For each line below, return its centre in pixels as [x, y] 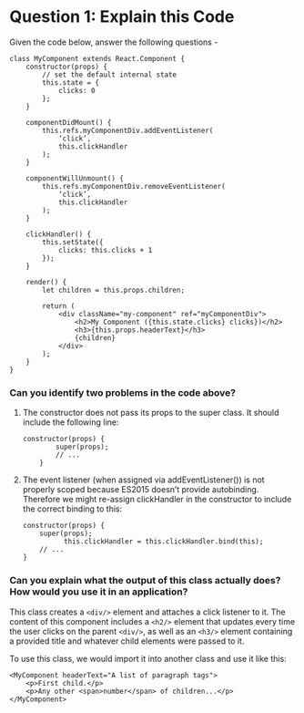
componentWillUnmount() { [75, 178]
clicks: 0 [76, 90]
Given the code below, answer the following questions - [114, 42]
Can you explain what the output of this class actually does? [145, 581]
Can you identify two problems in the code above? [123, 392]
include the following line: [71, 422]
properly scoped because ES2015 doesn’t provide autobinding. [141, 490]
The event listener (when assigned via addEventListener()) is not [144, 480]
